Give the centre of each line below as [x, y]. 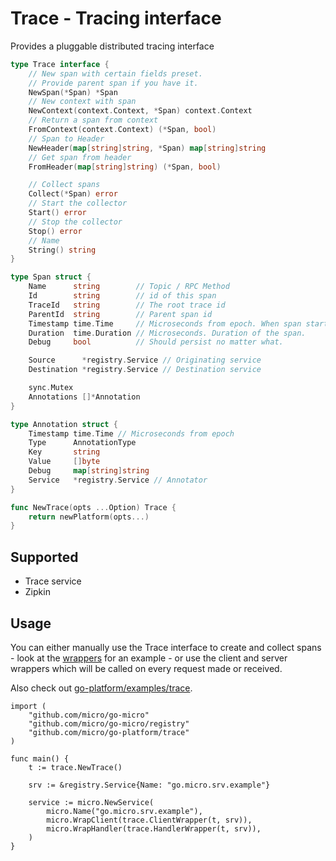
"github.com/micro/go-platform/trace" [109, 732]
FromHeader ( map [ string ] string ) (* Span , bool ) [125, 167]
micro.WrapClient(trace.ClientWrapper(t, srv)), [149, 820]
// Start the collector [78, 203]
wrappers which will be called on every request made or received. [146, 668]
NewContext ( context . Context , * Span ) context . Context [140, 111]
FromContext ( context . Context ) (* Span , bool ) [122, 130]
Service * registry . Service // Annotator [118, 480]
